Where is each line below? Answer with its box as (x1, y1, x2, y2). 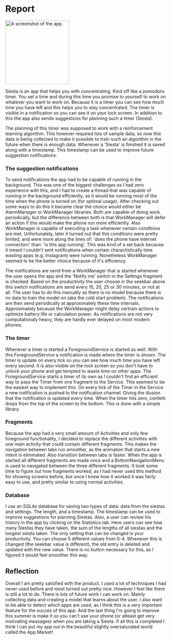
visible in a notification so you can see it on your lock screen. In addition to (5, 110, 162, 116)
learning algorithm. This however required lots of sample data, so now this (5, 131, 162, 137)
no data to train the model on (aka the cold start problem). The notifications (5, 295, 164, 301)
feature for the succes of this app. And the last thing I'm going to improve (5, 607, 160, 613)
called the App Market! (5, 629, 54, 635)
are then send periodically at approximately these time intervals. (5, 300, 140, 306)
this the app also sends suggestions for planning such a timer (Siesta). (5, 115, 154, 121)
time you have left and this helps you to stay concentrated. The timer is (5, 104, 155, 110)
